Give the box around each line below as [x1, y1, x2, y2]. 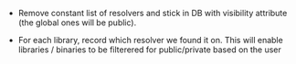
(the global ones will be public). [17, 17, 137, 28]
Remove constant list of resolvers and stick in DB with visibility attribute [17, 8, 288, 18]
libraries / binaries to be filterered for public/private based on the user [17, 44, 281, 55]
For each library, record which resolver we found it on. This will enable [17, 35, 283, 45]
